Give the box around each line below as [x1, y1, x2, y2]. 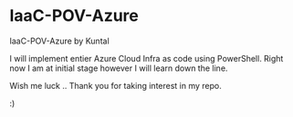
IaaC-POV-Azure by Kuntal [9, 35, 110, 46]
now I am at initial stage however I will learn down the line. [9, 63, 228, 73]
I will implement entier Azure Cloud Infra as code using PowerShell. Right [9, 53, 284, 63]
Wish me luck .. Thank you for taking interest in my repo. [9, 80, 222, 91]
